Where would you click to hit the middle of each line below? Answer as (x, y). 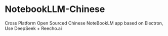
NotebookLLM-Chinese (55, 9)
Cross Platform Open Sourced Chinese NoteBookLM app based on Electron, (84, 23)
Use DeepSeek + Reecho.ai (33, 28)
